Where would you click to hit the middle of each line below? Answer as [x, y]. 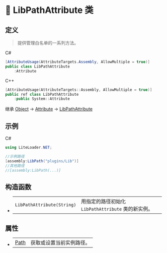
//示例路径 [15, 156]
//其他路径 [15, 166]
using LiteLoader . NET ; [29, 148]
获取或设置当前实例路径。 [60, 243]
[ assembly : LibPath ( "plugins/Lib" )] [42, 161]
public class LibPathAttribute [38, 66]
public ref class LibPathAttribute [42, 94]
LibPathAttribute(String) [45, 205]
